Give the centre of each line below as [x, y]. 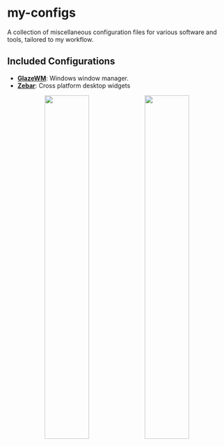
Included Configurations [61, 62]
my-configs [42, 13]
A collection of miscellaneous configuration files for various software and [112, 32]
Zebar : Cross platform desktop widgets [74, 86]
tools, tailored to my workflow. [50, 39]
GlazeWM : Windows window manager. [73, 78]
